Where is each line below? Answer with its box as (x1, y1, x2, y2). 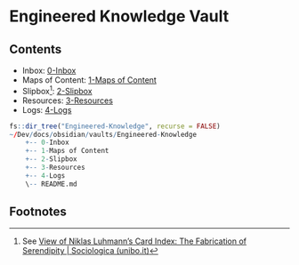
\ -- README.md (25, 180, 77, 189)
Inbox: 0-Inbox (21, 65, 77, 76)
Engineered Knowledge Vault (9, 6, 230, 27)
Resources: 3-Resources (21, 95, 114, 106)
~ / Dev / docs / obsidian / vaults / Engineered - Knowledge (9, 130, 198, 139)
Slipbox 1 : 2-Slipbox (21, 84, 93, 96)
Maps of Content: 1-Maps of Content (21, 75, 158, 85)
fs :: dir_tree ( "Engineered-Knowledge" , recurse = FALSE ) (9, 122, 221, 131)
